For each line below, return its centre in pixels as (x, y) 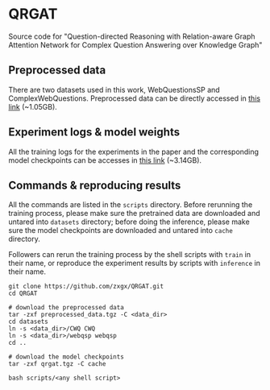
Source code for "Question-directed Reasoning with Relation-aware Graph (132, 36)
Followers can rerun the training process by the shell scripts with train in (130, 255)
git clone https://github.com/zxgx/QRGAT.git (86, 287)
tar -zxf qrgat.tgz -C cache (57, 364)
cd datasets (28, 322)
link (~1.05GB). (33, 106)
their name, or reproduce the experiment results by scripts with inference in (134, 263)
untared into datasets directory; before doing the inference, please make (129, 222)
